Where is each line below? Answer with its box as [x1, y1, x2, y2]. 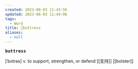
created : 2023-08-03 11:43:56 [5, 7, 68, 12]
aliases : [5, 30, 23, 35]
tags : [5, 16, 16, 21]
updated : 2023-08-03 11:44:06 [5, 12, 68, 17]
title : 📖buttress [5, 26, 41, 31]
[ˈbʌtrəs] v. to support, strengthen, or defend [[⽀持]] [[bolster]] [5, 58, 134, 64]
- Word [9, 21, 23, 26]
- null [9, 35, 23, 40]
